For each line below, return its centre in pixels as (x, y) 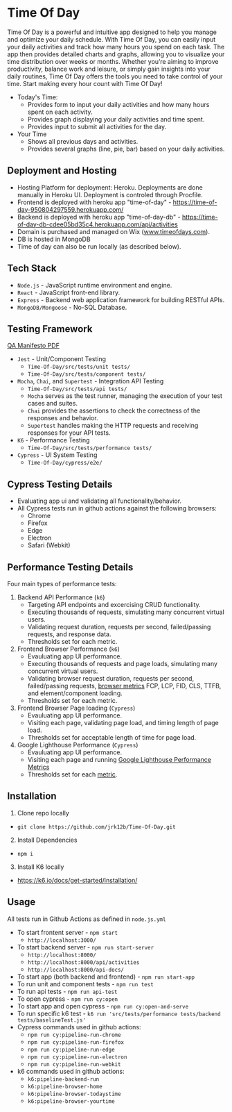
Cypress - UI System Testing (57, 455)
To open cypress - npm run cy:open (68, 999)
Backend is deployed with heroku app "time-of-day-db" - (99, 217)
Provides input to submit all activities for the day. (97, 126)
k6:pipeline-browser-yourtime (71, 1101)
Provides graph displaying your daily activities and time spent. (116, 119)
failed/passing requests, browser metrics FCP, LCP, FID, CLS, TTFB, (124, 686)
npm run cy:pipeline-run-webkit (74, 1064)
